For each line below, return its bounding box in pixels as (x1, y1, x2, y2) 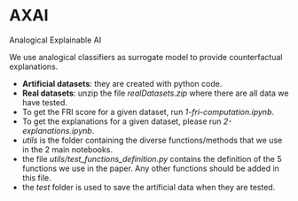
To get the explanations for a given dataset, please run (21, 116, 222, 127)
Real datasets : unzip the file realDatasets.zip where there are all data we (21, 88, 289, 98)
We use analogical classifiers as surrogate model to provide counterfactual (9, 51, 283, 62)
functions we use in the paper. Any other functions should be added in (21, 163, 279, 174)
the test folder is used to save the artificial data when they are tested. (21, 182, 276, 192)
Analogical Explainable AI (9, 35, 102, 45)
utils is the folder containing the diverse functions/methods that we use (21, 135, 283, 145)
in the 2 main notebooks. (21, 143, 114, 155)
